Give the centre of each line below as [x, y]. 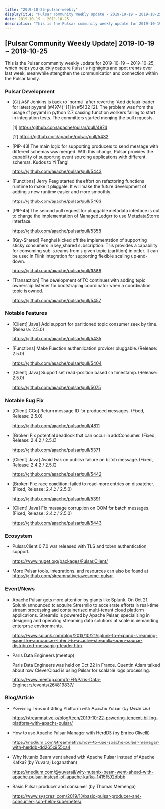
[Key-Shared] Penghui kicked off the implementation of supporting [80, 240]
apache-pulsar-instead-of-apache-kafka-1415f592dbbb [69, 777]
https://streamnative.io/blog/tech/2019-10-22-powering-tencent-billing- [85, 718]
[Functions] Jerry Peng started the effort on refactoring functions [78, 181]
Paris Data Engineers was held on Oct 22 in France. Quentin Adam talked [86, 665]
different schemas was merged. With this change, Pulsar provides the [82, 152]
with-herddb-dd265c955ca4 [41, 747]
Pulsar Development [30, 91]
